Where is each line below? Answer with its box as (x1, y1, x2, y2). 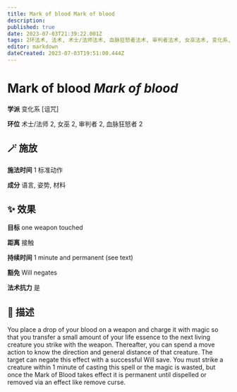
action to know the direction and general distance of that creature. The (7, 348, 213, 357)
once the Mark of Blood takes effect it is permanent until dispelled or (7, 371, 207, 379)
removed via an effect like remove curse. (7, 378, 126, 386)
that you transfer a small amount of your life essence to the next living (7, 333, 210, 342)
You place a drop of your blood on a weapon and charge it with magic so (7, 325, 219, 334)
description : (7, 17, 46, 24)
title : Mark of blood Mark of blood (7, 10, 115, 18)
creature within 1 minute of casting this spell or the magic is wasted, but (7, 363, 216, 371)
